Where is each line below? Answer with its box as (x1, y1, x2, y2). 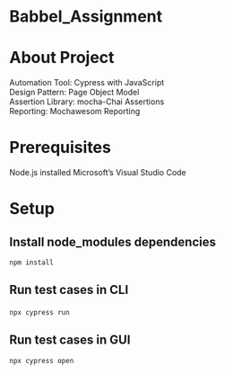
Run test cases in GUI (9, 333, 131, 348)
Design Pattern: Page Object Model (9, 87, 140, 98)
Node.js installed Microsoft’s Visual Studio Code (9, 167, 186, 178)
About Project (9, 48, 115, 68)
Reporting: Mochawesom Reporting (9, 106, 141, 117)
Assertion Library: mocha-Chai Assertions (9, 96, 165, 107)
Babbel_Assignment (9, 6, 163, 27)
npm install (9, 258, 54, 267)
